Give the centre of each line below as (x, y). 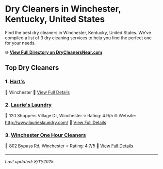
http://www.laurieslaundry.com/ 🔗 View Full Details (56, 123)
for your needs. (20, 43)
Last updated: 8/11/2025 (29, 162)
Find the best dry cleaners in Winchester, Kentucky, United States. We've (78, 32)
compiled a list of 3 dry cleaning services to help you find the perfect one (78, 38)
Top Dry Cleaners (32, 68)
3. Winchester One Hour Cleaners (46, 135)
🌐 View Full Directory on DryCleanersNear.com (54, 52)
